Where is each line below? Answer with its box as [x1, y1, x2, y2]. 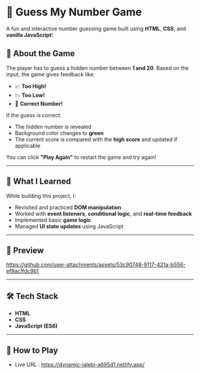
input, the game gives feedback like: [6, 71, 95, 78]
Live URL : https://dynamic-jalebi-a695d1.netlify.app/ [14, 361, 145, 368]
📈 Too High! [14, 83, 46, 90]
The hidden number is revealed [14, 123, 92, 130]
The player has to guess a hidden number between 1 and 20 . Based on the [6, 64, 189, 71]
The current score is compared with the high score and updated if [14, 136, 177, 143]
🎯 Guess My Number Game [6, 5, 142, 19]
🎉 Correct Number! [14, 100, 63, 107]
